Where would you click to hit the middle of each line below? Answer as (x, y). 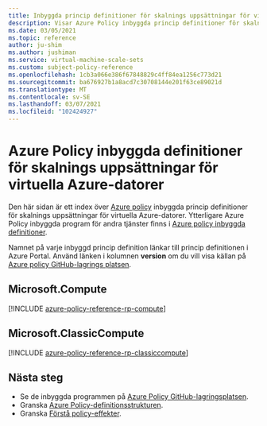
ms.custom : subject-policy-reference (71, 68)
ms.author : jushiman (43, 52)
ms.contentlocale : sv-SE (49, 97)
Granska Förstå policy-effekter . (70, 413)
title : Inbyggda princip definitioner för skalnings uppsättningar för (129, 15)
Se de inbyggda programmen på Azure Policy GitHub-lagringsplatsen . (134, 397)
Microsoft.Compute (58, 290)
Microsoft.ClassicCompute (76, 333)
